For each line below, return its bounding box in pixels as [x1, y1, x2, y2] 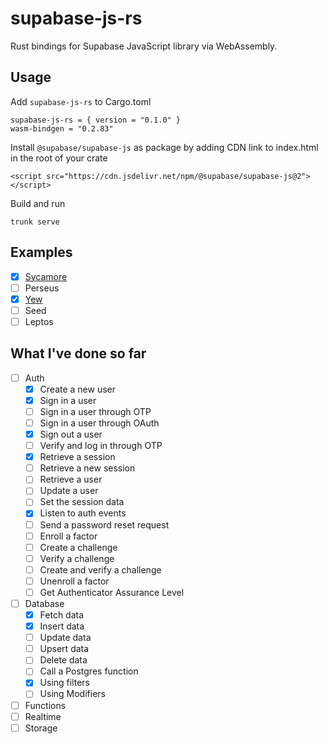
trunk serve [10, 217, 60, 227]
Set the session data [39, 496, 125, 508]
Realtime [24, 710, 62, 722]
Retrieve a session [39, 451, 116, 463]
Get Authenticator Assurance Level [39, 586, 185, 598]
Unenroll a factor [39, 575, 110, 587]
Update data [39, 632, 92, 644]
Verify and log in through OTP [39, 440, 163, 452]
